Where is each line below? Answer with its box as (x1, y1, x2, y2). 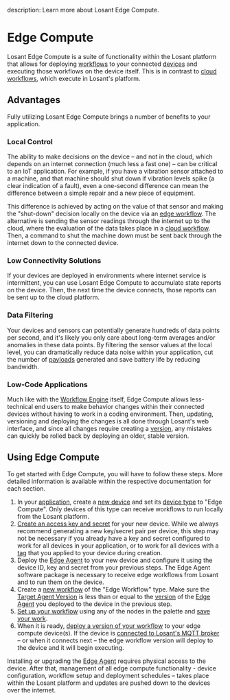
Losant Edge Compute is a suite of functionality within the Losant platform (7, 52, 217, 60)
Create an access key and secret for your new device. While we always (16, 520, 219, 528)
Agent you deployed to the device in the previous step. (16, 600, 172, 608)
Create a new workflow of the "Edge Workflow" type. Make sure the (16, 585, 210, 593)
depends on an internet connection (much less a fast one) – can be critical (7, 160, 218, 168)
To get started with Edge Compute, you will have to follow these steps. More (7, 469, 223, 478)
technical (7, 402, 33, 410)
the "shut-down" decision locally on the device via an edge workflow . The (7, 209, 216, 218)
